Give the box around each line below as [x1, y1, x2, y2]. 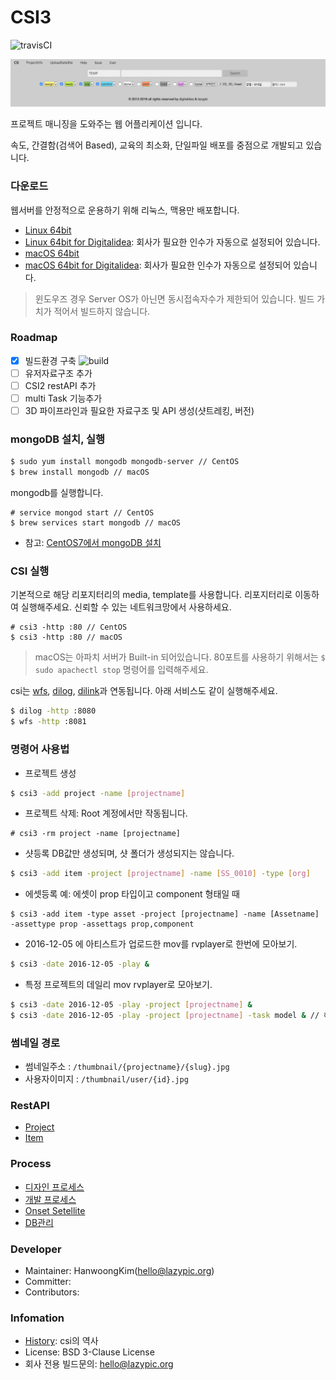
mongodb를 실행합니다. [10, 487, 104, 499]
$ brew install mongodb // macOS [10, 467, 150, 478]
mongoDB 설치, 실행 [10, 432, 106, 446]
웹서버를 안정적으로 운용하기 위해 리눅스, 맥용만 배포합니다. [10, 204, 240, 216]
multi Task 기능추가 [24, 392, 103, 404]
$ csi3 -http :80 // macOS [10, 632, 123, 643]
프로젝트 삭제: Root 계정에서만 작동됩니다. [24, 807, 188, 820]
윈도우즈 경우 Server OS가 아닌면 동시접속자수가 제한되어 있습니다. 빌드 [34, 292, 315, 305]
